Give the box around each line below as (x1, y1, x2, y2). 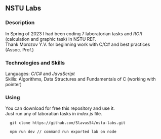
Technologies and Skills (5, 59, 65, 66)
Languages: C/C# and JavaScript (5, 71, 75, 77)
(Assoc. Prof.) (5, 46, 34, 52)
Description (5, 19, 35, 26)
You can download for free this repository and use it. (5, 105, 115, 111)
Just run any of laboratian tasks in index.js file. (5, 111, 102, 117)
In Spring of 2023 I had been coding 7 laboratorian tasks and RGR (5, 30, 143, 37)
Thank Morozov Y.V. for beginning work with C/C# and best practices (5, 41, 150, 47)
